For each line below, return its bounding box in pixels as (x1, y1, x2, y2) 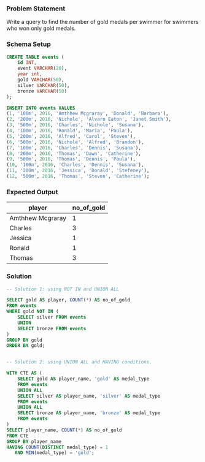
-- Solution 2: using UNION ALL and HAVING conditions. (6, 359, 152, 365)
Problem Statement (6, 4, 66, 13)
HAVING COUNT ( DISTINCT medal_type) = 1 (6, 444, 109, 450)
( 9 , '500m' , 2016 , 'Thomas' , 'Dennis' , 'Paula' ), (6, 156, 136, 162)
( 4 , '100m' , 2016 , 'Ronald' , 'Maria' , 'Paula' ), (6, 127, 133, 134)
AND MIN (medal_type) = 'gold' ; (14, 450, 95, 456)
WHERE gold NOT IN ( (6, 308, 60, 315)
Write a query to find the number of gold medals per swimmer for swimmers (6, 18, 199, 26)
